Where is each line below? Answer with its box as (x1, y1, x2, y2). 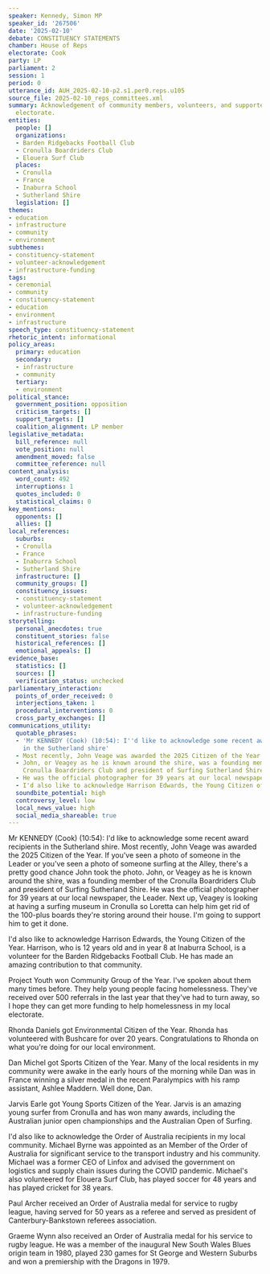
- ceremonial (8, 281, 52, 289)
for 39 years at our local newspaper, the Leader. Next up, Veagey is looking (8, 893, 259, 903)
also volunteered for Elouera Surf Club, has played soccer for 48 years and (8, 1174, 257, 1184)
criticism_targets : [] (15, 408, 92, 416)
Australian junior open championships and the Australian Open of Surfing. (8, 1116, 253, 1126)
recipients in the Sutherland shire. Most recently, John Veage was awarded (8, 842, 257, 852)
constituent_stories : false (15, 632, 110, 640)
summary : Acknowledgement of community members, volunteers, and (8, 101, 231, 109)
